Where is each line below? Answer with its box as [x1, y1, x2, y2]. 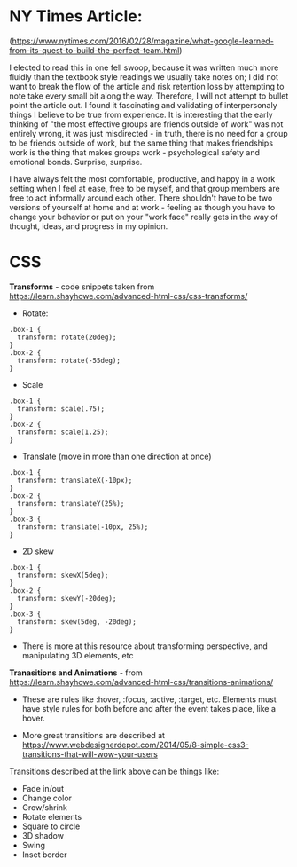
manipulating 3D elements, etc [21, 650, 134, 660]
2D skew [21, 546, 55, 556]
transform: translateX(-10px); [17, 476, 133, 485]
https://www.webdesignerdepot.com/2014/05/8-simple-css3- [21, 739, 250, 750]
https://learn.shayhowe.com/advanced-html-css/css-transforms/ [9, 290, 248, 301]
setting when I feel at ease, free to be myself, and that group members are [9, 183, 281, 193]
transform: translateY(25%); [17, 499, 125, 508]
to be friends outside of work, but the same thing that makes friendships [9, 138, 273, 148]
